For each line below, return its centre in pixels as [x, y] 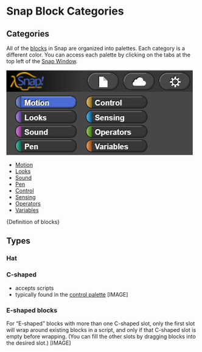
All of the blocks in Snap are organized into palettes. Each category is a [96, 48]
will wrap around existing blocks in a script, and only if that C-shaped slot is [101, 329]
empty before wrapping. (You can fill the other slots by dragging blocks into [101, 336]
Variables [27, 210]
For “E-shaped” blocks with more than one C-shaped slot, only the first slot [101, 323]
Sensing [25, 197]
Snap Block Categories [65, 11]
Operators [28, 203]
